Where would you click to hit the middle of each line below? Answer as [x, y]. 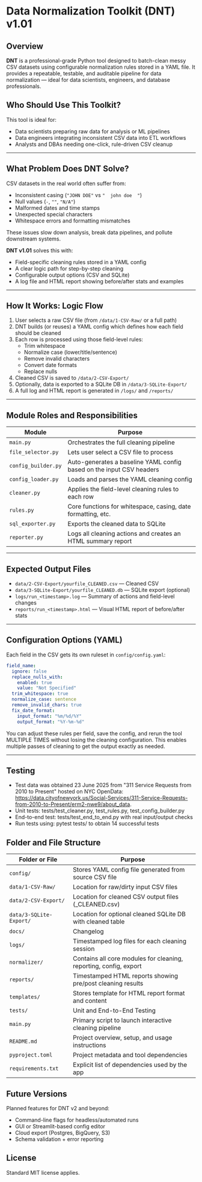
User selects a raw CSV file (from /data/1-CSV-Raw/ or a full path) [96, 320]
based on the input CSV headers [113, 470]
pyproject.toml [31, 1055]
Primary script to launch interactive [122, 1020]
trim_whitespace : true [40, 694]
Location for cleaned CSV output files [126, 897]
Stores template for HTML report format [129, 993]
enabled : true [35, 682]
